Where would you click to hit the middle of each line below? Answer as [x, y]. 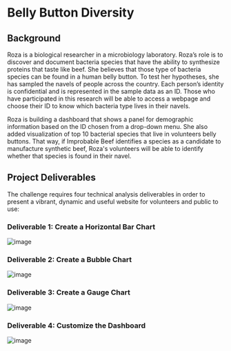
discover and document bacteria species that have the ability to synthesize [114, 62]
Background [34, 38]
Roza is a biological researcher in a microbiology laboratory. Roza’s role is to [115, 54]
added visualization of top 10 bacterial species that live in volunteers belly [112, 134]
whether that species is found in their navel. [69, 156]
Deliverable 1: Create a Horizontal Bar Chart [81, 227]
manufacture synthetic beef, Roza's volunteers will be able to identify [105, 149]
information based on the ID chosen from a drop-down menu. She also [108, 127]
